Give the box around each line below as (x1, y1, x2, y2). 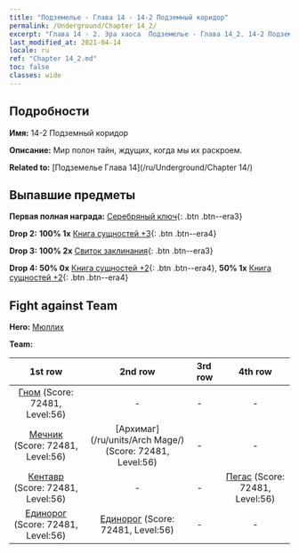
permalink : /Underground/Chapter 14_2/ (9, 21, 158, 30)
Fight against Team (9, 298, 118, 313)
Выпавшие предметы (9, 188, 136, 203)
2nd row (119, 365, 156, 378)
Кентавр (28, 470, 64, 483)
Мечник (28, 429, 64, 441)
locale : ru (9, 46, 50, 55)
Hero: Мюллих (9, 322, 64, 333)
